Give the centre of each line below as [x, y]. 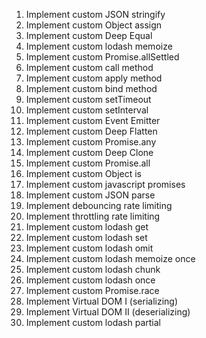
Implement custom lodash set [86, 237]
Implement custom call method [89, 67]
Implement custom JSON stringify [95, 14]
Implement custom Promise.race [92, 290]
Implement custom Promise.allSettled [102, 57]
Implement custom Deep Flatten [91, 131]
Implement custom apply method [94, 78]
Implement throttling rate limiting [93, 216]
